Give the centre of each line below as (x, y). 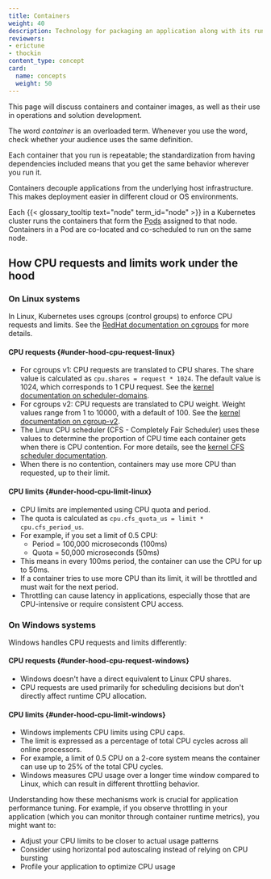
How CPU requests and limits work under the (123, 263)
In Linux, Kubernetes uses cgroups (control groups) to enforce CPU (120, 317)
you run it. (25, 172)
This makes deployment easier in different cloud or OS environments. (123, 196)
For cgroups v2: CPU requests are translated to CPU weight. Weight (133, 404)
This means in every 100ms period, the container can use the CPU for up (141, 561)
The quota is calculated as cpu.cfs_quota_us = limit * (112, 518)
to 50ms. (35, 570)
